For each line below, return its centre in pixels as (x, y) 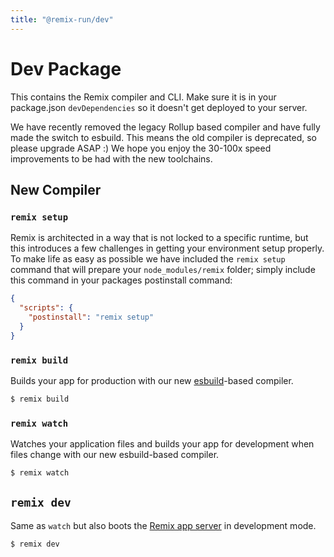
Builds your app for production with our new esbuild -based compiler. (152, 380)
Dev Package (66, 68)
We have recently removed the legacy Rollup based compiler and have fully (165, 127)
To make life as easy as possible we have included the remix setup (148, 259)
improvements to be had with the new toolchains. (111, 158)
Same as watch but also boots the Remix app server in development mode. (163, 525)
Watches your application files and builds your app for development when (162, 444)
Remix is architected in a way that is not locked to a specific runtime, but (159, 238)
